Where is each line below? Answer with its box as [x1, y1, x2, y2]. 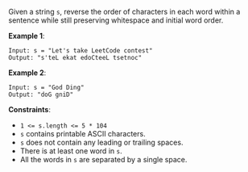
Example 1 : [8, 31, 45, 40]
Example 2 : [8, 68, 47, 78]
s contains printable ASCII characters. [19, 129, 147, 138]
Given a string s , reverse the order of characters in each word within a [8, 7, 241, 16]
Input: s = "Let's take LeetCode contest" [8, 47, 153, 55]
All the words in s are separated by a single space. [19, 155, 188, 164]
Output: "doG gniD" [8, 90, 74, 99]
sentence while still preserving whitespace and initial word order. [8, 15, 224, 25]
